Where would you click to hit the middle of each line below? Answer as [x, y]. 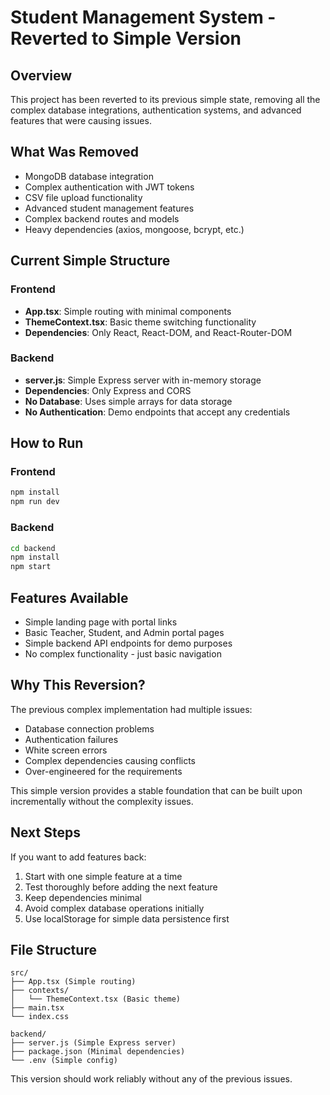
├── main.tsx [37, 1008]
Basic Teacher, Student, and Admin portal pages [124, 632]
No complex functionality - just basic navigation [123, 653]
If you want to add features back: [78, 857]
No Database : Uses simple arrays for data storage [128, 401]
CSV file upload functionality [83, 197]
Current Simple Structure [90, 261]
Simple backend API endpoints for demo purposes [128, 643]
